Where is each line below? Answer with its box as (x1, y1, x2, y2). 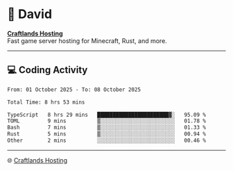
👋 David (7, 6, 53, 22)
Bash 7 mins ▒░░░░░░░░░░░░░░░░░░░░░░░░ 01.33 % (7, 124, 207, 131)
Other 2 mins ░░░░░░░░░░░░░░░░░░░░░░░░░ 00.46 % (7, 137, 207, 144)
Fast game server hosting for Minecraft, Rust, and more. (7, 36, 168, 44)
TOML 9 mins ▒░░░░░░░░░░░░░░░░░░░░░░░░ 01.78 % (7, 117, 207, 124)
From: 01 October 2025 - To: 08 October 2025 (7, 86, 141, 93)
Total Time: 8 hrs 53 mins (7, 99, 85, 106)
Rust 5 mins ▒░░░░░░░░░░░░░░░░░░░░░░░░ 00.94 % (7, 131, 207, 138)
